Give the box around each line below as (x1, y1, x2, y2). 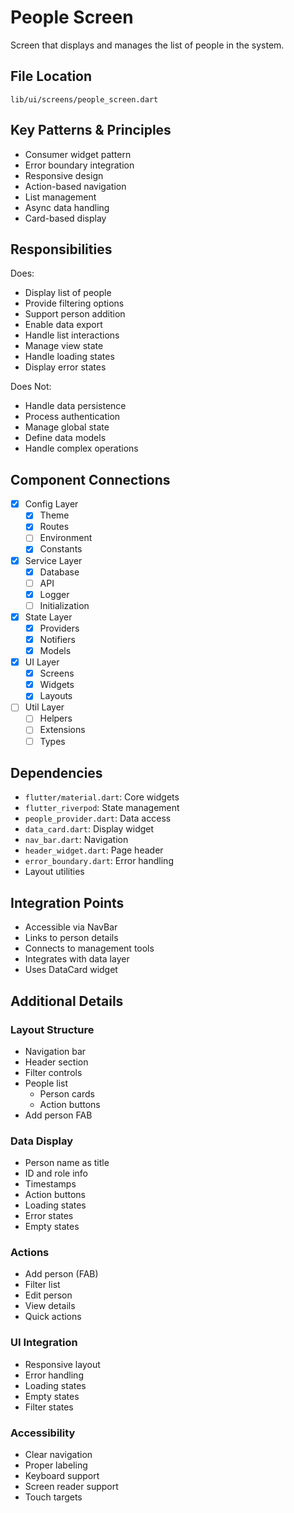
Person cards (39, 1087, 95, 1100)
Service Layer (24, 554, 83, 566)
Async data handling (24, 201, 110, 213)
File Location (10, 68, 93, 85)
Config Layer (24, 498, 79, 510)
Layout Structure (10, 1022, 95, 1036)
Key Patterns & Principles (10, 122, 172, 139)
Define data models (24, 432, 107, 444)
